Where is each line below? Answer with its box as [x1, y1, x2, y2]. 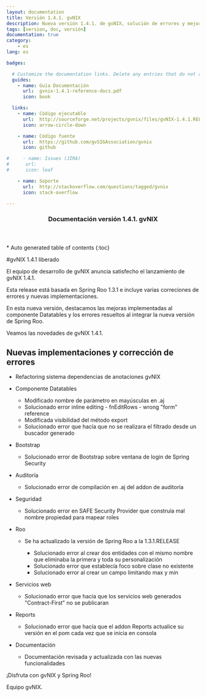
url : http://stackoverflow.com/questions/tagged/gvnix [22, 183, 169, 190]
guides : [12, 77, 32, 83]
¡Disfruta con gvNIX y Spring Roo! [6, 672, 92, 679]
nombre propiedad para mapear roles [24, 514, 120, 521]
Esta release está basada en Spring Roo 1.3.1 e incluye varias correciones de [6, 286, 199, 294]
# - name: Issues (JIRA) [6, 156, 81, 162]
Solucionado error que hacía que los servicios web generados [24, 593, 182, 600]
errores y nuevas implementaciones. [6, 292, 99, 300]
